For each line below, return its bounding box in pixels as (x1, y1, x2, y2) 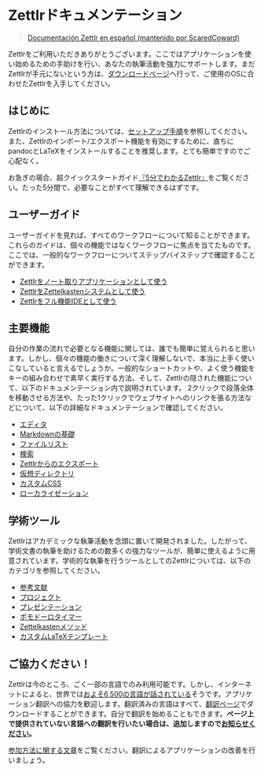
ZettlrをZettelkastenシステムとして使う (19, 286, 146, 295)
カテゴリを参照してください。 (8, 566, 104, 575)
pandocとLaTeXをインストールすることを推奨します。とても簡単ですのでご (8, 146, 251, 155)
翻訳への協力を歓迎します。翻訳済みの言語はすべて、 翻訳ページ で (35, 700, 247, 708)
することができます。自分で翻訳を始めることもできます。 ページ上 (42, 709, 255, 718)
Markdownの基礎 (19, 429, 75, 439)
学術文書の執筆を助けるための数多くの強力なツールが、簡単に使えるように (8, 546, 249, 555)
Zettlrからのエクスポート (19, 459, 100, 469)
